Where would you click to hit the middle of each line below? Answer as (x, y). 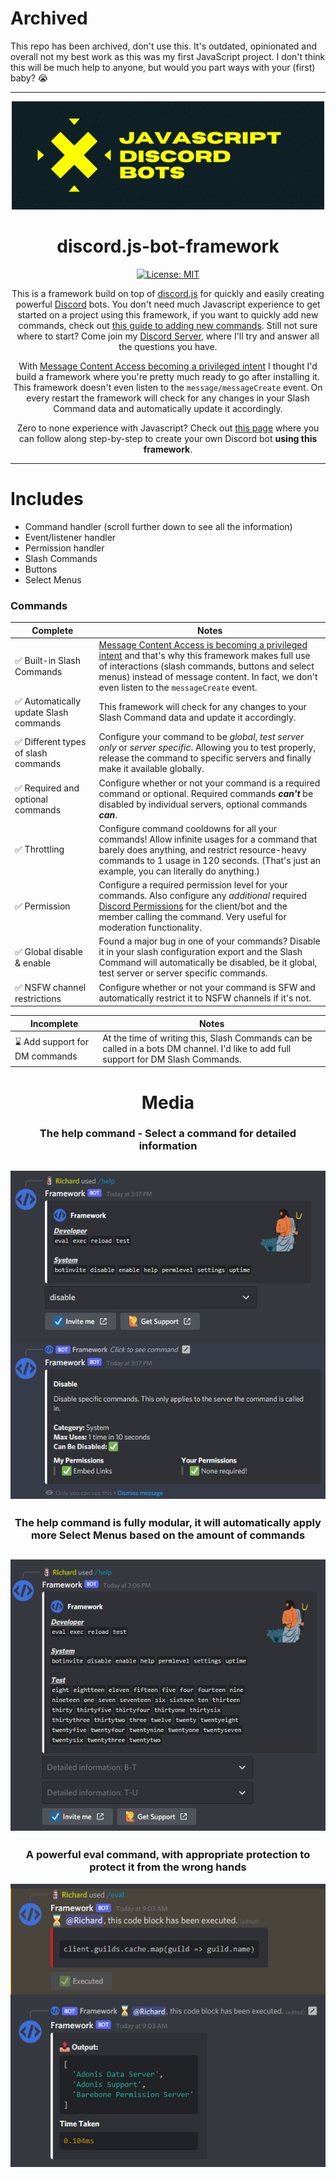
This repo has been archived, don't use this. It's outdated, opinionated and (164, 46)
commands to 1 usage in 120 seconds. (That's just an (209, 860)
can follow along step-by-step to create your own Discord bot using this (168, 438)
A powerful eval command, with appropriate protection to (168, 1855)
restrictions (38, 998)
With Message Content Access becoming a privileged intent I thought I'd (168, 366)
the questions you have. (168, 346)
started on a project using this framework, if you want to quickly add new (168, 314)
